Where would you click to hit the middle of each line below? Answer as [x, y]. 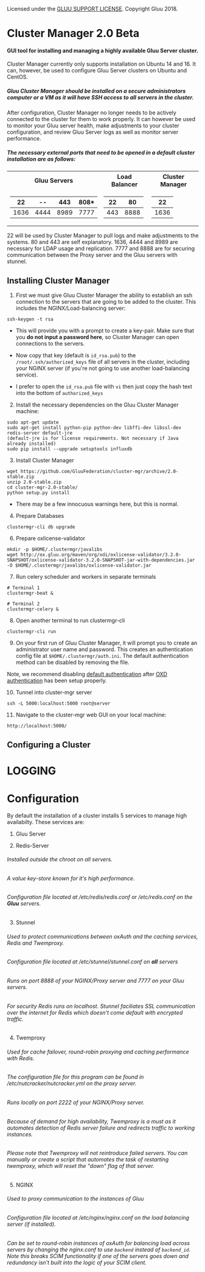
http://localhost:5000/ [37, 726]
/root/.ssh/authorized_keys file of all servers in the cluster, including [103, 362]
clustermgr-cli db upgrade [41, 527]
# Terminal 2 [23, 604]
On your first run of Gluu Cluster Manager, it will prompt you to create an [106, 643]
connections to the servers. [50, 344]
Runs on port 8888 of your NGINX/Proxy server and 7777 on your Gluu [96, 980]
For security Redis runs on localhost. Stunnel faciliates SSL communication [101, 1006]
